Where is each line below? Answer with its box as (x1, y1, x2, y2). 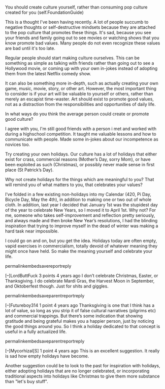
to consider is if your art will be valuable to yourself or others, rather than (5, 91, 154, 97)
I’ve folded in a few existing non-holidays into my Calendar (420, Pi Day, (5, 192, 152, 197)
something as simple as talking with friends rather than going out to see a (5, 60, 154, 66)
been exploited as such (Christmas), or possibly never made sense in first (5, 162, 155, 167)
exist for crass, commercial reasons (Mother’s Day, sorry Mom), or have (5, 156, 151, 162)
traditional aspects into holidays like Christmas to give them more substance (5, 373, 160, 379)
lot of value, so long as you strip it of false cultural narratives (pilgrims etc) (5, 308, 156, 313)
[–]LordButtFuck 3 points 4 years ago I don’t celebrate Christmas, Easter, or (5, 273, 159, 279)
